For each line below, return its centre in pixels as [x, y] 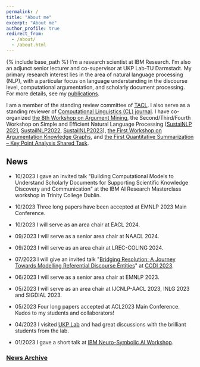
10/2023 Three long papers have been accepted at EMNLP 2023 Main [101, 207]
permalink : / [22, 12]
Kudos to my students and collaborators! [65, 313]
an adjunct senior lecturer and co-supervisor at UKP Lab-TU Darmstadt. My [99, 68]
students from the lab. [42, 331]
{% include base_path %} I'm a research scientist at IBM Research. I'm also [99, 62]
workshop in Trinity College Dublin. [58, 195]
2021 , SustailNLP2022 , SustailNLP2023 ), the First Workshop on [84, 130]
